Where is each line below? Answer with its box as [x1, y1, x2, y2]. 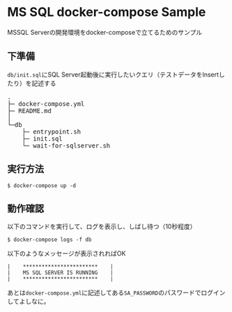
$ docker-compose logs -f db [7, 236, 92, 244]
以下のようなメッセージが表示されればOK [7, 249, 126, 258]
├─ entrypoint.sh [22, 127, 82, 136]
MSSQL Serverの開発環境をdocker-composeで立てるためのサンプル [7, 28, 203, 36]
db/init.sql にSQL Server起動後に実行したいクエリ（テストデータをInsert [7, 70, 219, 79]
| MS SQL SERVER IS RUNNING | [7, 270, 114, 276]
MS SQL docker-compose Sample [7, 4, 206, 20]
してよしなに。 [7, 297, 50, 306]
